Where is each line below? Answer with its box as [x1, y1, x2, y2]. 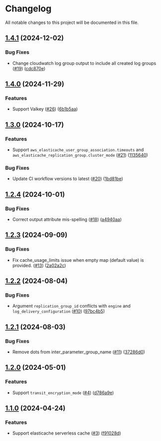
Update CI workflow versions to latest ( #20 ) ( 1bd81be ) [12, 176, 123, 182]
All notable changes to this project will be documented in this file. [5, 19, 139, 25]
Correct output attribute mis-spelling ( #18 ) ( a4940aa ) [12, 216, 122, 222]
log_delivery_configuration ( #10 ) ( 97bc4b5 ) [12, 308, 105, 314]
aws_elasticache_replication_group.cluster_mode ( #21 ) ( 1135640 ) [12, 152, 148, 158]
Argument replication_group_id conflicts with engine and [12, 303, 131, 309]
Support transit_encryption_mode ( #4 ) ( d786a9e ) [12, 389, 114, 396]
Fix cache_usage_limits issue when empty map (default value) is [12, 257, 144, 263]
